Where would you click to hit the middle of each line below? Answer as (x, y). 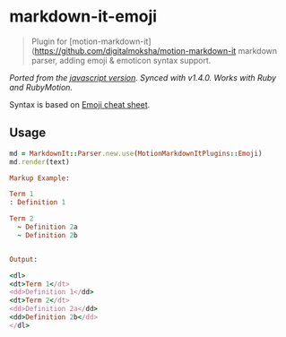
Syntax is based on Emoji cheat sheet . (80, 104)
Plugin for (49, 41)
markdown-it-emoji (83, 17)
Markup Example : (39, 178)
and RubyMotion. (41, 87)
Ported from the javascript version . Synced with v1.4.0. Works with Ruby (143, 77)
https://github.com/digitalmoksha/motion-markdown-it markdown (156, 50)
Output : (24, 259)
